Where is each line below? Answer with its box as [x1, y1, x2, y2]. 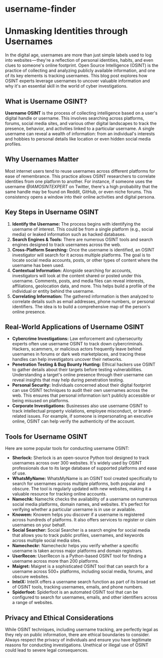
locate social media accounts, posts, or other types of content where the [12, 257, 158, 263]
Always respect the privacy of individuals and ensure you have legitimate [5, 637, 152, 642]
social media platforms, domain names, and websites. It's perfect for [12, 501, 150, 507]
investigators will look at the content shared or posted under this [12, 272, 142, 278]
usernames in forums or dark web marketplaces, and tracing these [12, 351, 146, 357]
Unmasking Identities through [5, 26, 128, 37]
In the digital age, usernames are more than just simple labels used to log [5, 52, 152, 58]
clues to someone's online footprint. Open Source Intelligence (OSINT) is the [5, 62, 159, 69]
